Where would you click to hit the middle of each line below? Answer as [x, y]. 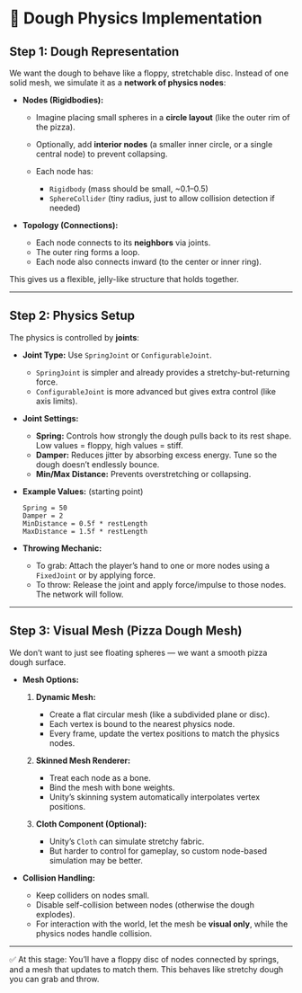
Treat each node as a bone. [100, 777]
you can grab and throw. [54, 979]
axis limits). [57, 401]
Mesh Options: [50, 679]
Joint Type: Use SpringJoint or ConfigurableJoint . [117, 355]
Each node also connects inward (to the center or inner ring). [149, 262]
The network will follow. [80, 594]
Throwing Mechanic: [62, 548]
